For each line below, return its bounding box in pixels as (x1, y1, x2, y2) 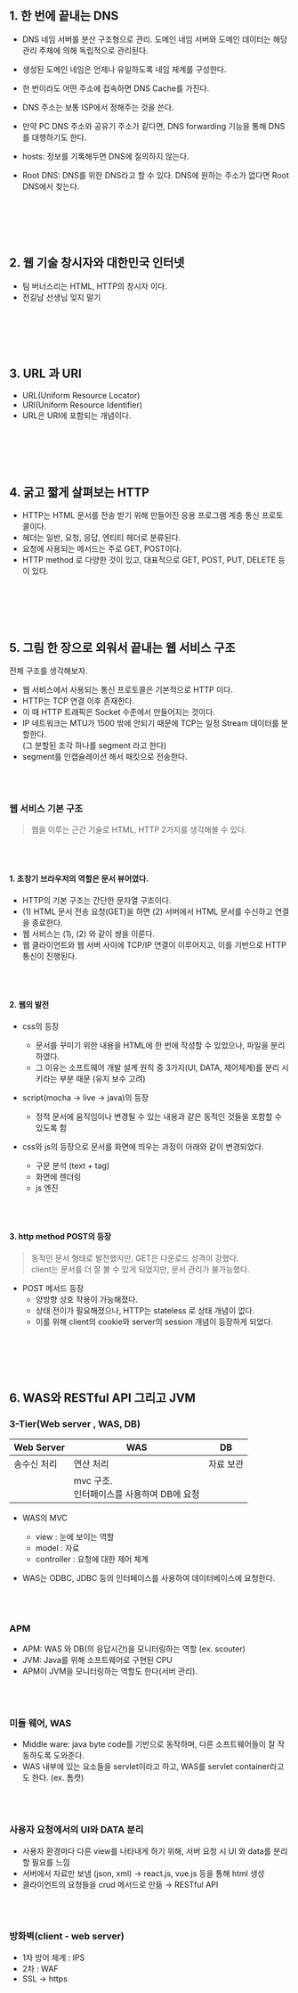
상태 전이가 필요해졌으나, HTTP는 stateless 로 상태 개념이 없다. (35, 1305, 255, 1315)
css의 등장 (21, 1020, 60, 1032)
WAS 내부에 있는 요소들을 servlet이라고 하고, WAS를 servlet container (21, 1761, 270, 1772)
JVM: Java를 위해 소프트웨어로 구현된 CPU (21, 1654, 173, 1665)
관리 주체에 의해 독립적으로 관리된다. (21, 45, 149, 55)
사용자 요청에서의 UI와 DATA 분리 (9, 1824, 144, 1836)
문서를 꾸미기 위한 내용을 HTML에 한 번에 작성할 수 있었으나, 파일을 (35, 1040, 269, 1050)
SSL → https (21, 1973, 68, 1984)
